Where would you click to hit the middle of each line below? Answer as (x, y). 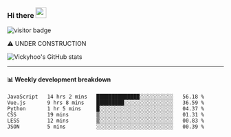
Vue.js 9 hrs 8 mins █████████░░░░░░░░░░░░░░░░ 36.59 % (106, 103)
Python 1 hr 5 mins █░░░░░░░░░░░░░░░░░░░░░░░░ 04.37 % (106, 109)
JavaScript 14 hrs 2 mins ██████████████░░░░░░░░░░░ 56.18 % (106, 97)
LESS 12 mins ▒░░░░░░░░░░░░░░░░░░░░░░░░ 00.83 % (106, 121)
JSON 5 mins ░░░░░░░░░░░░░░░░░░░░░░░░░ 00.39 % (106, 127)
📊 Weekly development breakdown (59, 79)
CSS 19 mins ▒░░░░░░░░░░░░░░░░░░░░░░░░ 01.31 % (106, 114)
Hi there (21, 15)
